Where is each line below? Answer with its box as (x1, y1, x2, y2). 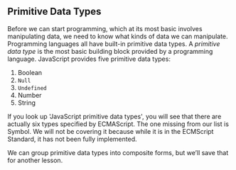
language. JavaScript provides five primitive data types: (7, 55, 171, 63)
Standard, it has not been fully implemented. (7, 135, 137, 143)
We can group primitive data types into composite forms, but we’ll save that (7, 148, 229, 157)
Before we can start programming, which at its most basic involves (7, 24, 203, 33)
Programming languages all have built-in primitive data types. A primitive (7, 39, 220, 48)
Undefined (17, 84, 48, 91)
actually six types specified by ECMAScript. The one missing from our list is (7, 120, 230, 128)
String (17, 98, 36, 107)
